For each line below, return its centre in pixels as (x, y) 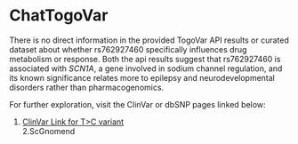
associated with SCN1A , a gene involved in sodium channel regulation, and (146, 68)
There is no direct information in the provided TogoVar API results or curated (149, 40)
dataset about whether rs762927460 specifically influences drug (128, 49)
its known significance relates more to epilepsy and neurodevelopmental (142, 77)
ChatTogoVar (59, 16)
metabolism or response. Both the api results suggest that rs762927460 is (145, 59)
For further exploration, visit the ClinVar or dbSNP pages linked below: (137, 104)
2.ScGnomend (48, 131)
